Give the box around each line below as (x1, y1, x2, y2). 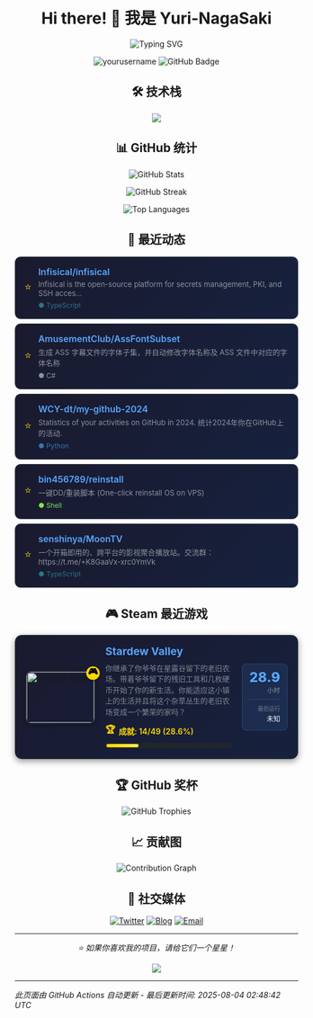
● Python (38, 442, 69, 451)
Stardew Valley (105, 645, 183, 659)
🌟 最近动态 (127, 231, 186, 247)
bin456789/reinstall (38, 473, 124, 486)
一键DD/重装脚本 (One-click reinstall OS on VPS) (38, 487, 205, 498)
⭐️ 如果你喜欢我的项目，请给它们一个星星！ (77, 942, 236, 953)
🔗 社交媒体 (127, 891, 186, 906)
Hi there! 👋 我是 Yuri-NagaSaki (40, 8, 273, 29)
